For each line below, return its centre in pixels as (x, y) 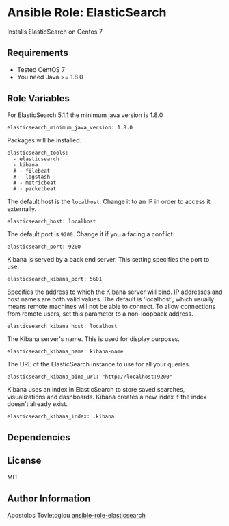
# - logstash (32, 177)
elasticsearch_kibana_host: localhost (62, 326)
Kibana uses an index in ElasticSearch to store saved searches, (96, 389)
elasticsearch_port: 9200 (44, 247)
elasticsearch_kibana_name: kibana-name (66, 351)
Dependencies (39, 437)
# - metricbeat (35, 183)
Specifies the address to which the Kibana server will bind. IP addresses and (115, 292)
